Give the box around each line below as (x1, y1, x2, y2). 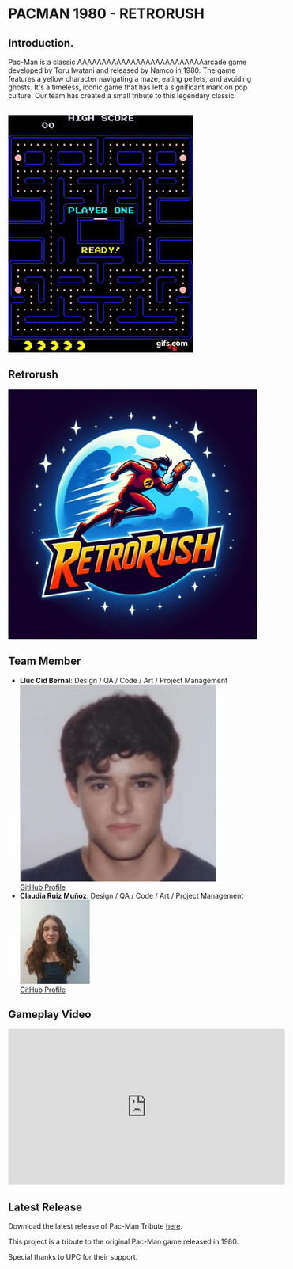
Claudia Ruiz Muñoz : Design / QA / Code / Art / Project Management (19, 891, 244, 900)
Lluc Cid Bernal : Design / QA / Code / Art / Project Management (19, 675, 227, 685)
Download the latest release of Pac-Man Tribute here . (8, 1222, 183, 1231)
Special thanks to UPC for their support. (8, 1252, 138, 1262)
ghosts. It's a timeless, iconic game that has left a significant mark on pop (8, 82, 248, 92)
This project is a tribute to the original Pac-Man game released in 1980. (8, 1237, 239, 1247)
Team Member (8, 655, 81, 668)
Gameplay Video (8, 1008, 92, 1021)
